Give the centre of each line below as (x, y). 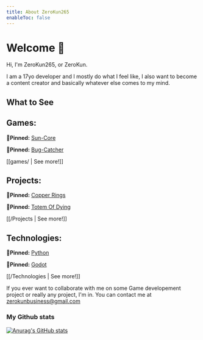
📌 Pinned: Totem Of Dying (39, 207)
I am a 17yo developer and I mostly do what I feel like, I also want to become (101, 76)
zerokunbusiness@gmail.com (43, 301)
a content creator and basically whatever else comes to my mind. (88, 83)
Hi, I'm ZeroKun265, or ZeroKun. (47, 65)
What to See (30, 102)
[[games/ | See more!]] (35, 161)
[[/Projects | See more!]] (37, 219)
